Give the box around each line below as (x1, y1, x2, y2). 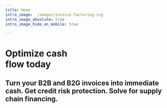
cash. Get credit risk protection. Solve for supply (5, 87, 162, 95)
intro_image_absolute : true (5, 17, 65, 22)
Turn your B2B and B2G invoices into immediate (5, 79, 159, 87)
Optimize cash (5, 48, 68, 59)
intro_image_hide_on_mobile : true (5, 21, 79, 27)
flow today (5, 59, 51, 70)
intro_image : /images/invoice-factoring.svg (5, 12, 103, 17)
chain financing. (5, 94, 58, 103)
